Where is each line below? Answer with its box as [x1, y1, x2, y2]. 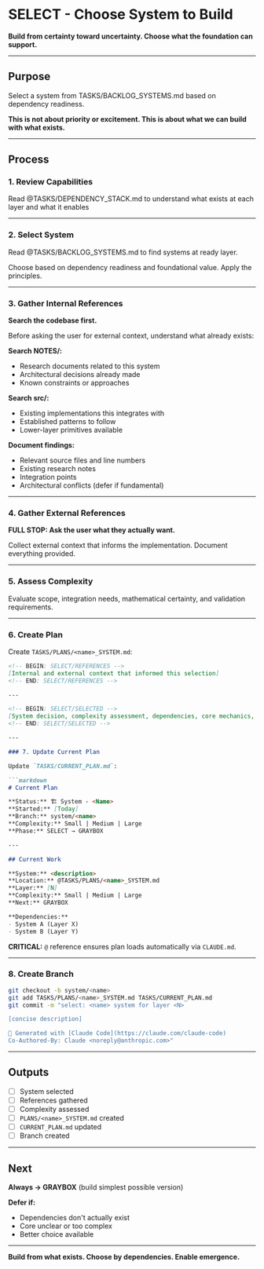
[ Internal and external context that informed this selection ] [8, 669, 220, 677]
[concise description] [8, 1015, 82, 1023]
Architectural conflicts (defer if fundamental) [19, 481, 164, 490]
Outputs [8, 1066, 49, 1079]
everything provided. [8, 549, 76, 558]
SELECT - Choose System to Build [8, 5, 233, 24]
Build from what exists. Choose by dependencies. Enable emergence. [8, 1253, 240, 1262]
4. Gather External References [8, 507, 126, 518]
